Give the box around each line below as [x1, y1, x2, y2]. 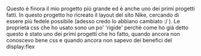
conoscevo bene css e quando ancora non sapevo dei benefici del [6, 37, 173, 43]
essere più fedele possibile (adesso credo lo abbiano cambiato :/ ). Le [6, 18, 180, 24]
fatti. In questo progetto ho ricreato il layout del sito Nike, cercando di [6, 11, 179, 18]
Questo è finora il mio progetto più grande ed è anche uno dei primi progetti [6, 5, 195, 12]
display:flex [6, 43, 35, 50]
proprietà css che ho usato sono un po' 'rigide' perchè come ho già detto [6, 24, 189, 31]
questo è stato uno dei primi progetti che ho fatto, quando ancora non [6, 30, 180, 38]
